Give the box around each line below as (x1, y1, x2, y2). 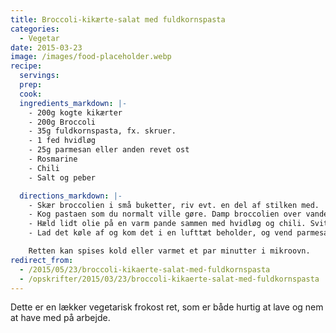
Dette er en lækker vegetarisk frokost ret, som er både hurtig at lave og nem (10, 301, 324, 313)
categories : (10, 24, 60, 34)
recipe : (10, 61, 43, 71)
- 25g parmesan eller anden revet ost (28, 145, 190, 155)
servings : (19, 71, 60, 81)
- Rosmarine (28, 154, 78, 164)
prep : (19, 80, 43, 90)
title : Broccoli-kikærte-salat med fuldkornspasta (10, 14, 226, 25)
